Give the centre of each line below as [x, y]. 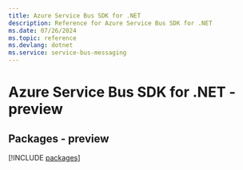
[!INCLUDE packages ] [44, 158]
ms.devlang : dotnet [41, 45]
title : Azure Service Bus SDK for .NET [75, 16]
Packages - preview [59, 138]
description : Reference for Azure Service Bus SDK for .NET [111, 23]
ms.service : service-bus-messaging [68, 53]
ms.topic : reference [43, 38]
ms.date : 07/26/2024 [43, 30]
